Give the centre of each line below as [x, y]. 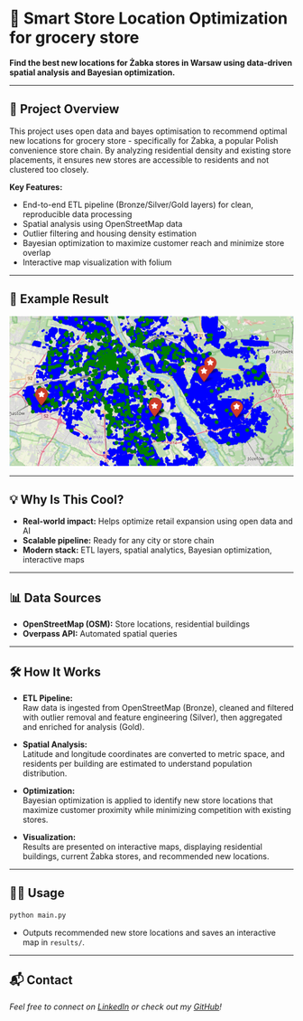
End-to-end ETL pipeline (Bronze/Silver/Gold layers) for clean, [138, 204]
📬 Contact [41, 980]
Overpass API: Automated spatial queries [100, 634]
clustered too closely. [49, 169]
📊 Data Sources [55, 597]
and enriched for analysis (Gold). [83, 727]
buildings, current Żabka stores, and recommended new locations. [146, 856]
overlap [37, 252]
